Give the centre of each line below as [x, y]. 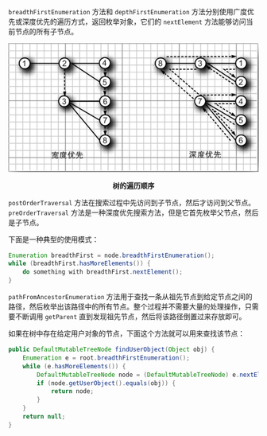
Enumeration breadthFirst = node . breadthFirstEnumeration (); [112, 255]
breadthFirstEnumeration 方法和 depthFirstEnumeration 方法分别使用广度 [128, 12]
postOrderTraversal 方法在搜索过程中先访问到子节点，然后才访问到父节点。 [132, 202]
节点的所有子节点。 [46, 31]
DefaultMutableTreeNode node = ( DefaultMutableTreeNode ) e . [138, 375]
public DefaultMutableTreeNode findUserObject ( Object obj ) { [112, 350]
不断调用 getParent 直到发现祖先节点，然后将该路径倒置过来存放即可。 [130, 317]
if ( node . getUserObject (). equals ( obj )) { [106, 383]
